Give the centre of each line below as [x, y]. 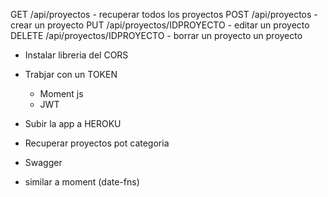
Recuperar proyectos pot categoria [97, 143]
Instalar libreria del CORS [76, 55]
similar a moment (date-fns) [82, 182]
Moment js [61, 93]
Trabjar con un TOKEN [71, 74]
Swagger [43, 162]
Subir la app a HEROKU [73, 123]
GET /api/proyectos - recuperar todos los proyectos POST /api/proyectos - [164, 14]
